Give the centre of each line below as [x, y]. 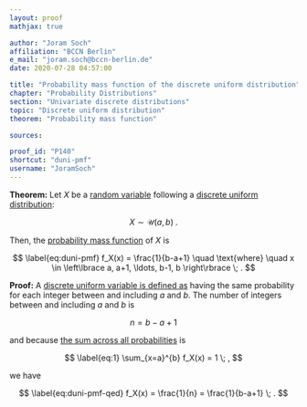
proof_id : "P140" [42, 151]
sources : [26, 135]
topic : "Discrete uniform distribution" [88, 110]
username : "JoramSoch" [53, 169]
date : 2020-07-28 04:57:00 [61, 68]
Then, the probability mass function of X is [90, 240]
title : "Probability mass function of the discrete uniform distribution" [155, 85]
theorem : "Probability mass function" [83, 119]
